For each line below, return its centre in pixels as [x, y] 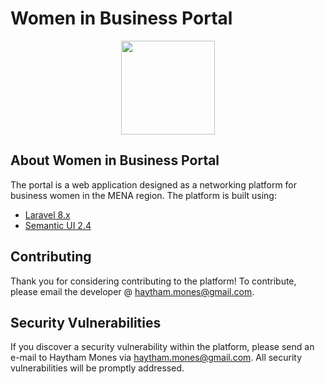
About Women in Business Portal [115, 160]
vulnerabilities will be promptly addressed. [97, 368]
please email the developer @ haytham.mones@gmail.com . [132, 291]
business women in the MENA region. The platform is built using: [143, 195]
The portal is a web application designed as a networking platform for [154, 184]
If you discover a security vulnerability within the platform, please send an [162, 347]
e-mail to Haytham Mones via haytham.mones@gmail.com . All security [156, 358]
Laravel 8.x [47, 214]
